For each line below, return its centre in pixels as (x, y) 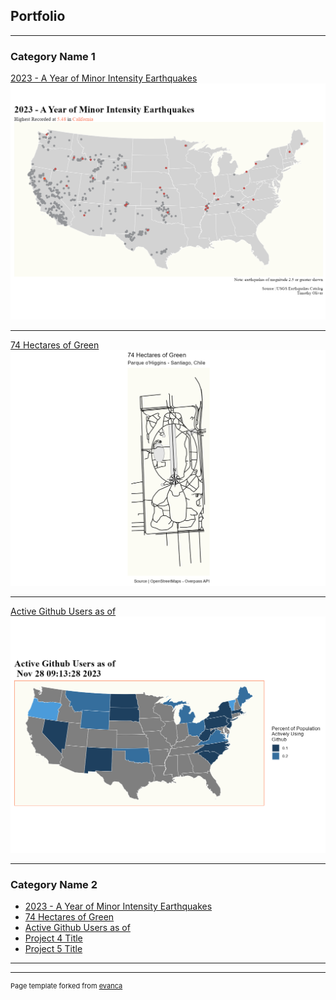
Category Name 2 (54, 884)
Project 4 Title (53, 938)
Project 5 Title (53, 948)
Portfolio (38, 16)
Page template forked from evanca (66, 985)
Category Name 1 (53, 56)
